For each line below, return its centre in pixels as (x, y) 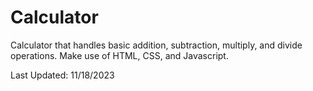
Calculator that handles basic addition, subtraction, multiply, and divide (156, 45)
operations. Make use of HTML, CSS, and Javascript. (119, 55)
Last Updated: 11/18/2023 (62, 75)
